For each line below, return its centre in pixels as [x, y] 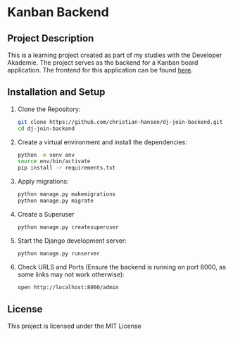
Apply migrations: [43, 182]
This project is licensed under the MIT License [75, 326]
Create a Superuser [46, 214]
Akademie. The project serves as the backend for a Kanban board [103, 63]
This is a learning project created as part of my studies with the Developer [115, 55]
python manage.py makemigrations [67, 194]
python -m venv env [46, 155]
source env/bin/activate [54, 161]
